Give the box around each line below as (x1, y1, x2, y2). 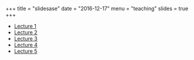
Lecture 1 (14, 23, 36, 29)
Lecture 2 (14, 29, 38, 36)
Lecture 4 (14, 41, 38, 48)
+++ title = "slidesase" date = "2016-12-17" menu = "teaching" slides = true (5, 5, 189, 12)
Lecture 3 (14, 35, 38, 42)
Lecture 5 (14, 48, 38, 55)
